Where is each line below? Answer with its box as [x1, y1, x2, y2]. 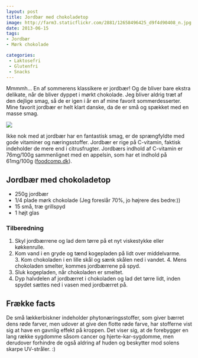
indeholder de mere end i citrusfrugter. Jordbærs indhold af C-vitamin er [6, 145, 183, 152]
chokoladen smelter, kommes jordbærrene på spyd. [14, 262, 141, 269]
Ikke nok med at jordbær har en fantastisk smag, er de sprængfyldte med [6, 132, 185, 139]
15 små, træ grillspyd [14, 203, 66, 210]
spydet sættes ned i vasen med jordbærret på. [14, 281, 128, 288]
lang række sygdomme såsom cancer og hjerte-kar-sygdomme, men [6, 333, 174, 340]
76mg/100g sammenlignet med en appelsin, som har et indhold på [6, 151, 167, 158]
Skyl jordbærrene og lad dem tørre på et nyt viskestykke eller [14, 237, 164, 245]
